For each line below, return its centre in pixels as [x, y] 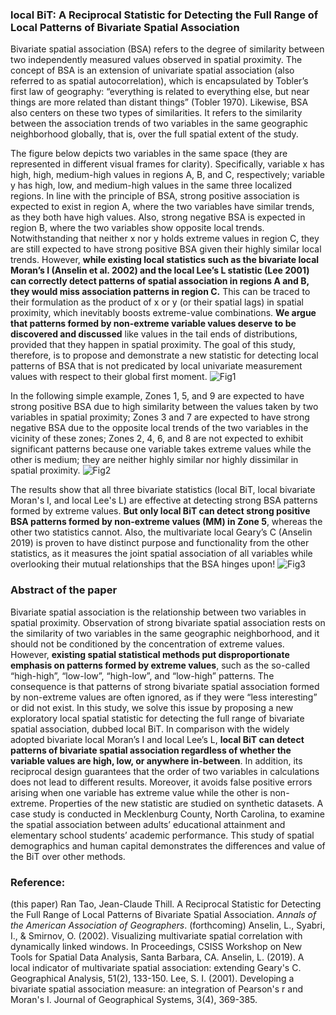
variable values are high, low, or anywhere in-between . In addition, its [156, 760]
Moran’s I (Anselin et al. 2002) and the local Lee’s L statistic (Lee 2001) [160, 270]
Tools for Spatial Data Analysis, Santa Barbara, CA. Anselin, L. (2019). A [157, 957]
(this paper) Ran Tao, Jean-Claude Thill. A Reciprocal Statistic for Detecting [166, 904]
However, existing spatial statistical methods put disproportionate [150, 654]
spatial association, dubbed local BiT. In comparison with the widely [150, 729]
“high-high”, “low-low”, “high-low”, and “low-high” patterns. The [142, 675]
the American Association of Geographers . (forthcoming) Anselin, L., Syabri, [168, 925]
